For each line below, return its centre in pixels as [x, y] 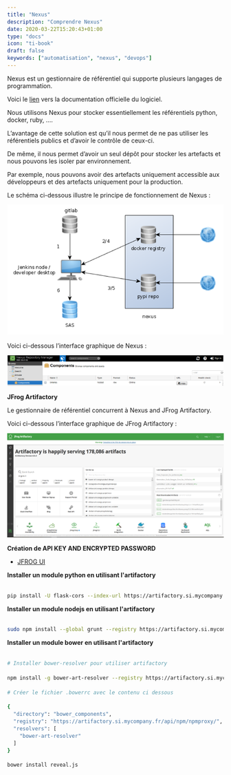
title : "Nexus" [29, 14]
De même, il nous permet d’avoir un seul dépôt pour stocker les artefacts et [114, 153]
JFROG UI [31, 562]
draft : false [26, 51]
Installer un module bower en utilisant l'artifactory [80, 643]
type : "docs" [26, 36]
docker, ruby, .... [30, 120]
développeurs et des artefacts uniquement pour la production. [95, 182]
